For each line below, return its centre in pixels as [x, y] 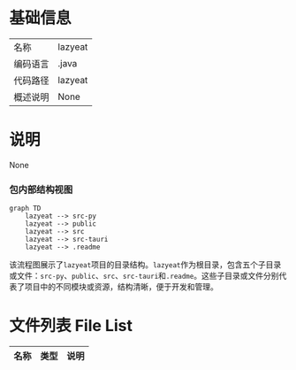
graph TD [25, 209]
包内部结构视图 [41, 189]
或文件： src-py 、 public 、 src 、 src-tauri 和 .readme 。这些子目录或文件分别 [144, 276]
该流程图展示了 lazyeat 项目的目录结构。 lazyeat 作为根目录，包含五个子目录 [145, 265]
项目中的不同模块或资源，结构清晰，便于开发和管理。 [121, 287]
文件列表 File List [71, 326]
